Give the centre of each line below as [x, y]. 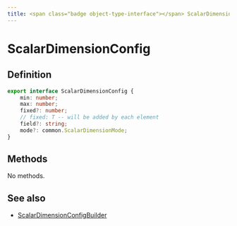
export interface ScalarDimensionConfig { [71, 91]
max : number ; [39, 104]
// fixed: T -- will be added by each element [90, 117]
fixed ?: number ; [44, 111]
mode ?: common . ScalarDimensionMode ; [74, 130]
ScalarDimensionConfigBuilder [62, 215]
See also [26, 198]
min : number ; [39, 97]
